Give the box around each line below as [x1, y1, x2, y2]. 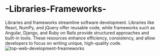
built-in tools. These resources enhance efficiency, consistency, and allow [5, 35, 156, 41]
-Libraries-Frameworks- [5, 3, 107, 15]
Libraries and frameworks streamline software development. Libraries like [5, 19, 155, 25]
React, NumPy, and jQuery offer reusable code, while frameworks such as [5, 24, 155, 30]
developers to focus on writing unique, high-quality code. [5, 40, 122, 46]
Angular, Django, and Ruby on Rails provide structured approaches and [5, 30, 149, 36]
